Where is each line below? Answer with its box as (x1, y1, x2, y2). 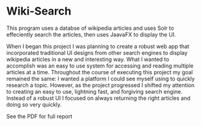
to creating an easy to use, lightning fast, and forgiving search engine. (6, 88, 183, 95)
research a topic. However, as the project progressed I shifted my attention (6, 81, 195, 89)
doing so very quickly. (6, 100, 62, 108)
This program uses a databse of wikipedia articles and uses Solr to (6, 24, 174, 32)
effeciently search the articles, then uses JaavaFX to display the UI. (6, 30, 176, 38)
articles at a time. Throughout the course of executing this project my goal (6, 68, 193, 75)
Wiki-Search (6, 4, 71, 18)
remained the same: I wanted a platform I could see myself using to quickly (6, 75, 196, 82)
